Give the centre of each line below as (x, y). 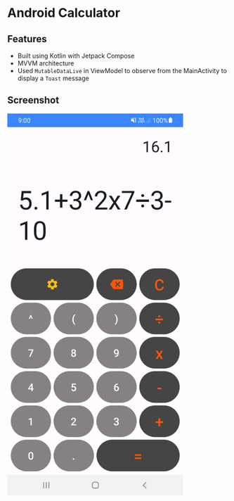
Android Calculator (64, 13)
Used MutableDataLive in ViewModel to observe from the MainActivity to (122, 71)
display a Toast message (53, 78)
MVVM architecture (46, 63)
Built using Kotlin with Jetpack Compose (76, 56)
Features (27, 39)
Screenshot (33, 100)
